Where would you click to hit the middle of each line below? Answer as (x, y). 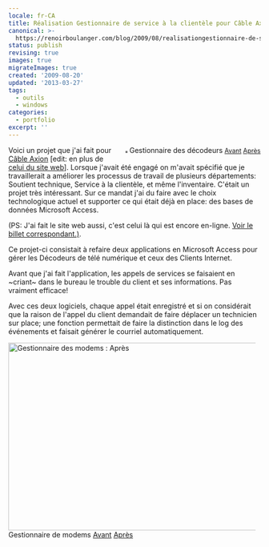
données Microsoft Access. (54, 210)
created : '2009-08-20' (46, 75)
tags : (17, 90)
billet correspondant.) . (45, 234)
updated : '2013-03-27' (46, 82)
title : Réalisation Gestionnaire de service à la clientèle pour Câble (130, 23)
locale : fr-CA (32, 16)
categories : (28, 113)
